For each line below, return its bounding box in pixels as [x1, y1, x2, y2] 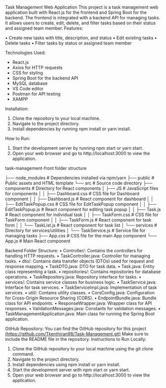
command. [12, 351, 35, 357]
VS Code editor [12, 86, 43, 91]
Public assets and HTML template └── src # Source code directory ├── [5, 180, 153, 186]
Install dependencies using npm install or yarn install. [12, 362, 121, 367]
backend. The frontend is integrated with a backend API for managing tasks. [5, 15, 161, 20]
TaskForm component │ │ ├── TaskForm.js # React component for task [5, 217, 152, 222]
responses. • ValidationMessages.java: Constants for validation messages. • [5, 306, 161, 311]
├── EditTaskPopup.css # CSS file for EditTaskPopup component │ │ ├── [5, 201, 157, 207]
